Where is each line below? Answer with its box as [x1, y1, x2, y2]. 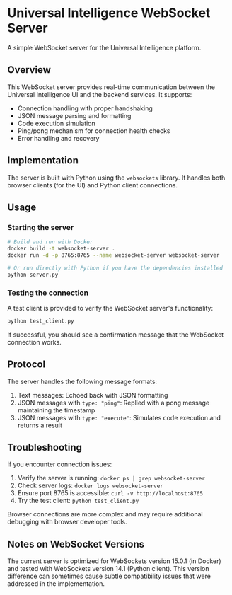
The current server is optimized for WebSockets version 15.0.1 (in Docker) [7, 557, 221, 565]
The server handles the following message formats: [7, 377, 158, 386]
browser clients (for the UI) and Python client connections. [7, 180, 178, 189]
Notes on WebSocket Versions [7, 538, 145, 550]
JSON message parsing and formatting [17, 111, 132, 120]
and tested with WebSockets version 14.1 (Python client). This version [7, 565, 209, 573]
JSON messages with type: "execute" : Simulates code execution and [17, 413, 221, 422]
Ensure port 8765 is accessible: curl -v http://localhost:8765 [17, 489, 204, 497]
